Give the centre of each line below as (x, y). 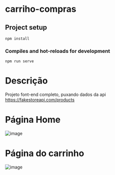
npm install (17, 39)
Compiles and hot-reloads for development (58, 51)
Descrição (27, 81)
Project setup (26, 27)
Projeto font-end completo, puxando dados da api (56, 94)
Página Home (33, 120)
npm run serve (20, 61)
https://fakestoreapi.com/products (40, 100)
